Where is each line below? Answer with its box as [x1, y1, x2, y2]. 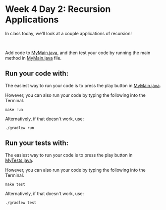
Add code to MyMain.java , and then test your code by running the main [5, 50, 151, 56]
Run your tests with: [5, 139, 69, 147]
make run [5, 107, 23, 112]
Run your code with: [5, 70, 68, 78]
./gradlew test [5, 200, 37, 205]
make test [5, 182, 26, 187]
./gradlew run [5, 125, 35, 130]
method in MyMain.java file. [5, 55, 62, 61]
